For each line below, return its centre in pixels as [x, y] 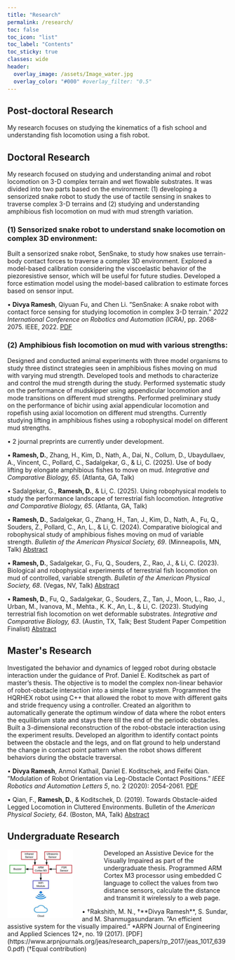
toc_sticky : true [33, 52]
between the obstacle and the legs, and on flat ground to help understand [114, 742]
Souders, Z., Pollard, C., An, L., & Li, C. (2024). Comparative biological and [115, 527]
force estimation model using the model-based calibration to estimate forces [118, 284]
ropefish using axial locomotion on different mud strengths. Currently [107, 413]
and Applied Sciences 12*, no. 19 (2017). [66, 934]
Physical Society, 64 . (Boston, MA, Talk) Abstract [78, 814]
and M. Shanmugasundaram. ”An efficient [142, 919]
